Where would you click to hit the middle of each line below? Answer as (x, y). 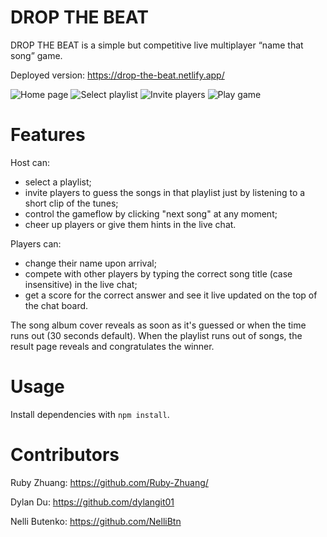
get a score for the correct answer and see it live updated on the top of (171, 295)
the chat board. (56, 305)
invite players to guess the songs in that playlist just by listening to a (165, 192)
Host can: (30, 162)
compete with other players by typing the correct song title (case (158, 273)
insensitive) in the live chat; (81, 284)
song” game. (36, 55)
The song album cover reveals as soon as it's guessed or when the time (158, 325)
